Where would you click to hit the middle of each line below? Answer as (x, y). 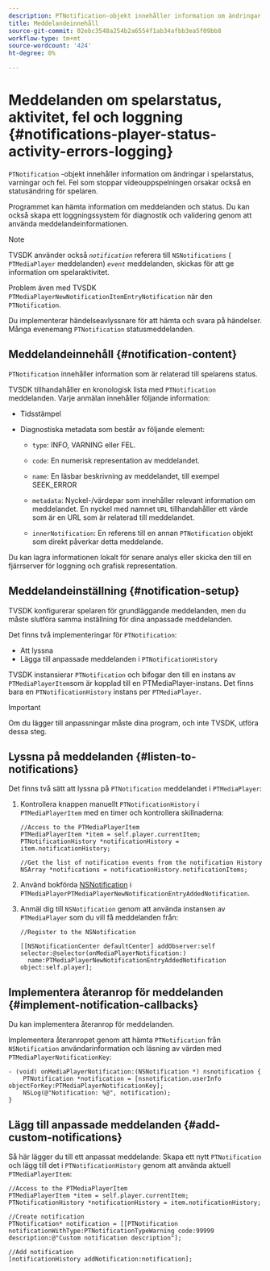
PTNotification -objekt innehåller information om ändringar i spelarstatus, (131, 173)
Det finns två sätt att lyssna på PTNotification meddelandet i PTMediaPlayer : (135, 789)
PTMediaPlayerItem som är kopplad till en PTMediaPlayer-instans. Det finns (131, 683)
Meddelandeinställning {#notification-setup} (124, 591)
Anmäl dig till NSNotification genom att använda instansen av (123, 909)
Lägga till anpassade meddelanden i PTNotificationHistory (119, 658)
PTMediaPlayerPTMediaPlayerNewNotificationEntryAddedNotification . (135, 893)
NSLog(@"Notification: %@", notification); (97, 1093)
